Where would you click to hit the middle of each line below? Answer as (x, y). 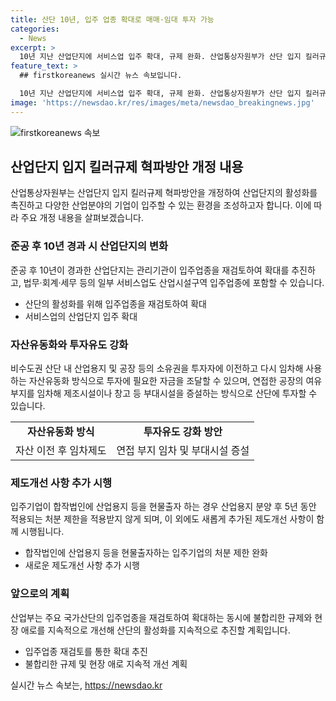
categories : (35, 29)
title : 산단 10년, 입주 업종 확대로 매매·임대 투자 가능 (112, 19)
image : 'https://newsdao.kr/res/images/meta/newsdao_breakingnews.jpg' (162, 102)
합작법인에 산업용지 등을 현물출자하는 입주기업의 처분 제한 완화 (146, 553)
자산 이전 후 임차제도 (61, 451)
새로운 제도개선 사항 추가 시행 (82, 565)
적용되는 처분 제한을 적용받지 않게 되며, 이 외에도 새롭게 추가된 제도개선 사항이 (162, 519)
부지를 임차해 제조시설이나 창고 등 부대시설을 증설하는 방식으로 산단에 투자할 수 (164, 393)
